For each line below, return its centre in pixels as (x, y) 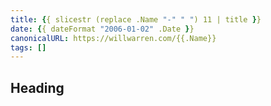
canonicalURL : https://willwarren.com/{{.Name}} (113, 38)
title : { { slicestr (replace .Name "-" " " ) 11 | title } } (136, 19)
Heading (37, 87)
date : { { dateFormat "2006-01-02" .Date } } (102, 29)
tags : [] (28, 47)
